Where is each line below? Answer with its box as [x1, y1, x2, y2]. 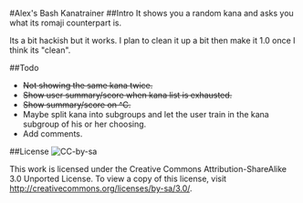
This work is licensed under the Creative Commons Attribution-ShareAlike [9, 164, 287, 174]
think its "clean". [9, 45, 71, 56]
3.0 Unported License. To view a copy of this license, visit [9, 173, 226, 184]
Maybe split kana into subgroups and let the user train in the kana [22, 109, 269, 119]
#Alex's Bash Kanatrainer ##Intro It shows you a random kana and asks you [9, 8, 294, 18]
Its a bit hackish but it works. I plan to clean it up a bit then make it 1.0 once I [9, 36, 296, 46]
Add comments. [22, 128, 83, 139]
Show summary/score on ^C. [22, 99, 131, 110]
